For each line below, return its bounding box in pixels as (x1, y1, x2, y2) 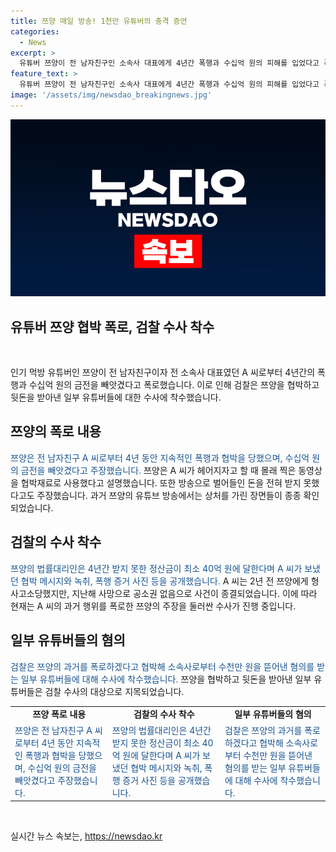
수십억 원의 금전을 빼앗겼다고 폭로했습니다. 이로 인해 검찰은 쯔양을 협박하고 (28, 379, 320, 391)
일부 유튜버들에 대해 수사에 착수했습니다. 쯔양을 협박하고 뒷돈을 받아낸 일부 (20, 673, 312, 685)
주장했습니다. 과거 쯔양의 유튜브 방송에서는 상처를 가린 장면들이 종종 (36, 489, 302, 501)
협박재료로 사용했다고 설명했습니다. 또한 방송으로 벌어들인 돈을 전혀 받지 (20, 476, 302, 489)
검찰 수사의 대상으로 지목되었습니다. (44, 685, 185, 697)
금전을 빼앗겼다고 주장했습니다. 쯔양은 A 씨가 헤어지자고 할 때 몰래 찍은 (20, 464, 297, 476)
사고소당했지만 (10, 587, 68, 599)
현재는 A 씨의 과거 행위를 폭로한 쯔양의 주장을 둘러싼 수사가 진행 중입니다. (10, 600, 297, 612)
